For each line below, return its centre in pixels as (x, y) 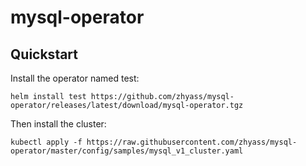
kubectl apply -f (46, 142)
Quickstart (44, 54)
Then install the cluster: (58, 124)
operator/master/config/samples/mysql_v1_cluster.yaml (127, 151)
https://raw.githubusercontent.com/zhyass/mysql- (192, 142)
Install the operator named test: (75, 78)
